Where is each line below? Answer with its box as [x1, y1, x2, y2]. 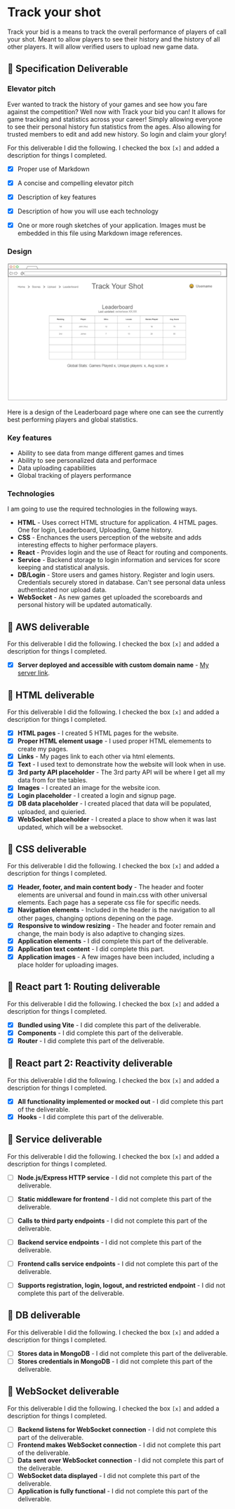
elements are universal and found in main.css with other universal [17, 891, 208, 899]
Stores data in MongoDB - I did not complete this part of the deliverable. [17, 1349, 228, 1358]
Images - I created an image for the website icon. [17, 784, 161, 792]
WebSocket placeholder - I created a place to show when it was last [17, 815, 217, 823]
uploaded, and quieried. [17, 807, 87, 816]
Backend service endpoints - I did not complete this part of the [17, 1237, 202, 1246]
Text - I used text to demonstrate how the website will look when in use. [17, 760, 226, 769]
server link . [17, 669, 51, 677]
